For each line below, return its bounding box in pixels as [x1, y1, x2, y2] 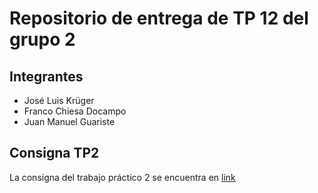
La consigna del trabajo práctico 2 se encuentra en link [9, 171, 236, 183]
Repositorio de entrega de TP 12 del [9, 7, 309, 30]
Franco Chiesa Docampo [23, 105, 127, 117]
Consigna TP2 [9, 145, 100, 162]
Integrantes [9, 68, 84, 85]
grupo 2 [9, 28, 76, 51]
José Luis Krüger [23, 95, 95, 106]
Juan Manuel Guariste [23, 116, 116, 127]
